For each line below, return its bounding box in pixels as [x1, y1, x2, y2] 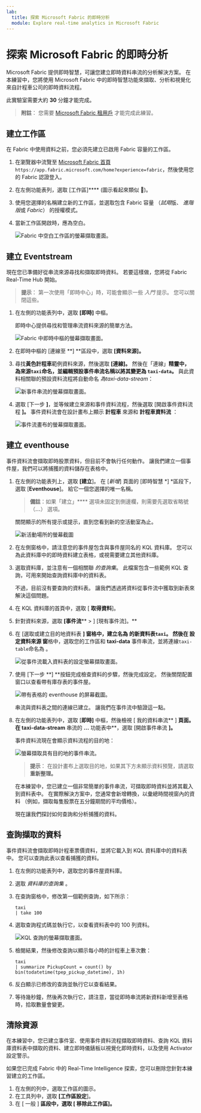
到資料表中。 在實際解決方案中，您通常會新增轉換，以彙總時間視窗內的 [14, 790, 190, 797]
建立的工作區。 [11, 1072, 48, 1079]
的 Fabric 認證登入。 [14, 174, 65, 181]
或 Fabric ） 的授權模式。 [20, 207, 81, 214]
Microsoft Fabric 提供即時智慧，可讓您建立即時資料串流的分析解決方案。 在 [6, 69, 191, 76]
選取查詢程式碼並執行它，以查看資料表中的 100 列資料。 [14, 921, 153, 929]
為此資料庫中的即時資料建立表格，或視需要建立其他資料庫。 [14, 551, 162, 558]
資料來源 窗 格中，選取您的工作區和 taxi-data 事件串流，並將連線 [20, 638, 179, 645]
